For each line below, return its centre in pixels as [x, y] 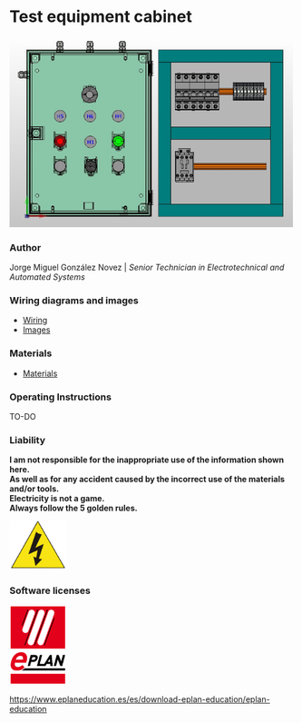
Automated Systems [48, 277]
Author [25, 247]
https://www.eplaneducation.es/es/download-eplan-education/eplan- [140, 699]
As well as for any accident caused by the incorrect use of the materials [147, 480]
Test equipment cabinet [101, 17]
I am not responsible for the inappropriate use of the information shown [146, 460]
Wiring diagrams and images [74, 300]
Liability [27, 440]
